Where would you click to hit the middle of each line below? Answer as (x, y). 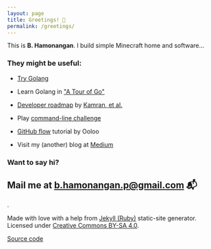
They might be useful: (45, 64)
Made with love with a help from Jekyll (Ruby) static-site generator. (102, 218)
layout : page (26, 13)
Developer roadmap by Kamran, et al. (70, 105)
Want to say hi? (33, 162)
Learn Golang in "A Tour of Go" (61, 91)
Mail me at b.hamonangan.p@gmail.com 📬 (102, 185)
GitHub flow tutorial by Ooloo (58, 131)
